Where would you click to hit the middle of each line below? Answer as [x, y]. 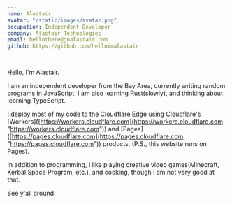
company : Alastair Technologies [54, 33]
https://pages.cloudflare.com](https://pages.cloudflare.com [97, 136]
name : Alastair [29, 14]
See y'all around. [31, 193]
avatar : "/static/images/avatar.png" [62, 20]
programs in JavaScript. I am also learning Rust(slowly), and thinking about [115, 93]
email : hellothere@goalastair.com [58, 40]
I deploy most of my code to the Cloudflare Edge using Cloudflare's [104, 114]
